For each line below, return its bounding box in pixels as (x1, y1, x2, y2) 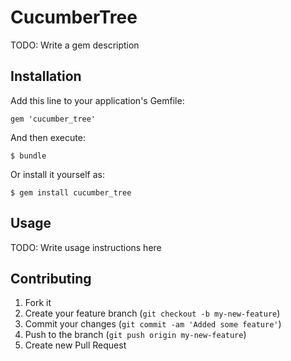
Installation (10, 68, 82, 85)
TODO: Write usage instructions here (10, 241, 162, 253)
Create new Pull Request (24, 339, 127, 351)
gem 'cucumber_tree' (10, 114, 97, 124)
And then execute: (10, 131, 86, 143)
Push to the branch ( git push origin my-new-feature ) (24, 329, 247, 341)
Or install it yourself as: (10, 168, 105, 180)
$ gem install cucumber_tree (10, 187, 132, 198)
